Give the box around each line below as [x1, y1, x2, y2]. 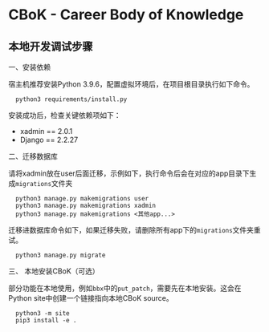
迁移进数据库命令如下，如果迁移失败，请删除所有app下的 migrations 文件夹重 [8, 225, 261, 234]
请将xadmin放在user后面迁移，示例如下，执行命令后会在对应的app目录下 [8, 168, 251, 178]
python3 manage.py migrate [15, 251, 106, 259]
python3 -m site [15, 310, 70, 318]
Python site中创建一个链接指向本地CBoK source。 [8, 294, 174, 302]
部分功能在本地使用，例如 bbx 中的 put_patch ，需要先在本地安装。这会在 [8, 283, 242, 293]
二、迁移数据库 [8, 152, 58, 161]
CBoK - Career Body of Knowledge [8, 6, 244, 24]
